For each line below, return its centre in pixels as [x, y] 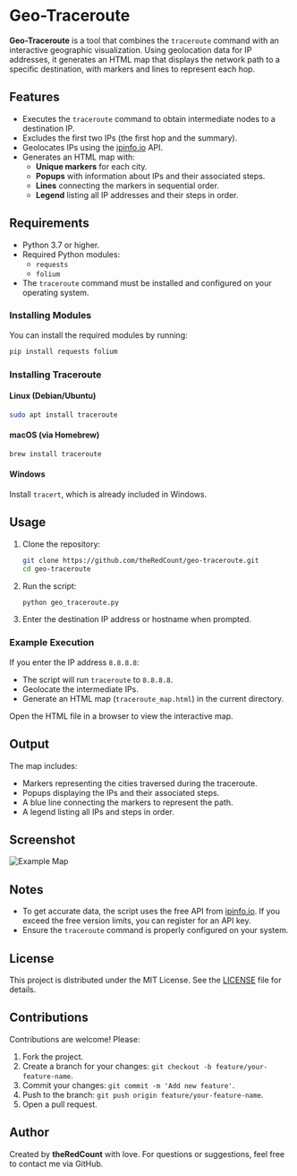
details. [23, 990]
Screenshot [42, 839]
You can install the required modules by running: [98, 335]
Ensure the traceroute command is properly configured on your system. [155, 930]
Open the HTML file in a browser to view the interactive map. [122, 716]
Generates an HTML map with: [79, 157]
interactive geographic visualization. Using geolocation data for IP [131, 49]
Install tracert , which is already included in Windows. [108, 495]
